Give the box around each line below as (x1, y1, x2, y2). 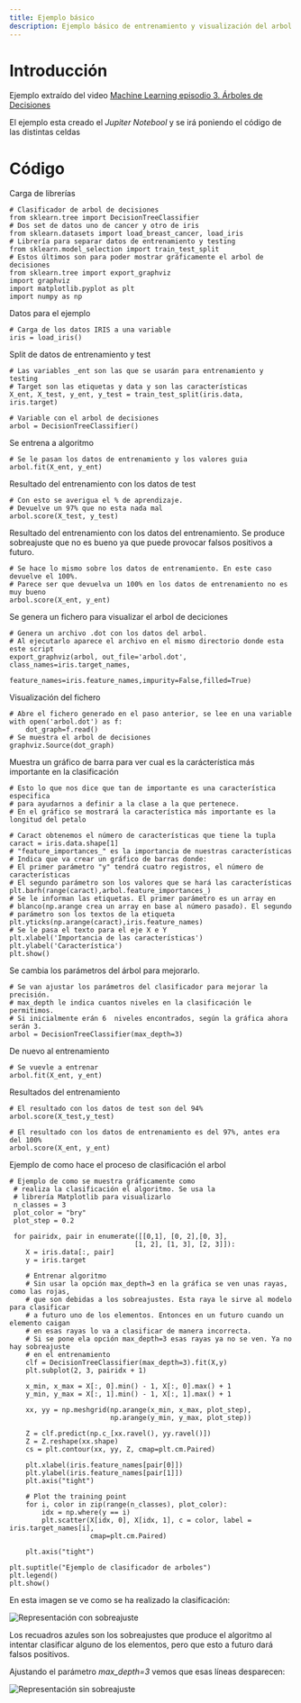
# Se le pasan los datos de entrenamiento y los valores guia (9, 455, 248, 464)
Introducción (9, 60, 108, 81)
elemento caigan (9, 1319, 70, 1328)
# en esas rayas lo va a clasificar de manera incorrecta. (25, 1326, 252, 1336)
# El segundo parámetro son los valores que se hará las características (9, 879, 293, 888)
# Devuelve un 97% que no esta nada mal (9, 504, 164, 514)
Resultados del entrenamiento (9, 1087, 121, 1097)
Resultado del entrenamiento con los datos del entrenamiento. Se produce (9, 528, 286, 539)
